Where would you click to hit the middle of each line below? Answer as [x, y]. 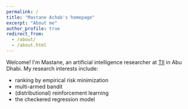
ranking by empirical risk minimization [62, 80]
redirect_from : [25, 34]
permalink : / [22, 12]
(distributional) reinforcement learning [62, 93]
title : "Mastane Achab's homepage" [51, 17]
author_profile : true [33, 28]
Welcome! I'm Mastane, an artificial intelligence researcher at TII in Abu [94, 62]
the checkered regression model [55, 99]
